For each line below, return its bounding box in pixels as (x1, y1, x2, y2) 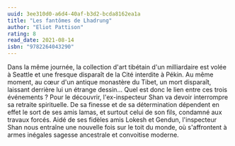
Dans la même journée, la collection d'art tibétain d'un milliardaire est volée (7, 63, 227, 71)
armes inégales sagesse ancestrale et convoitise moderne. (7, 130, 179, 139)
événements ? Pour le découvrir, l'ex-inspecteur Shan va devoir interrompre (7, 93, 229, 101)
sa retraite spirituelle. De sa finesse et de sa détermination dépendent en (7, 101, 219, 108)
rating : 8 (7, 30, 37, 38)
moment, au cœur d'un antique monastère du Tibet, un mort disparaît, (7, 78, 212, 86)
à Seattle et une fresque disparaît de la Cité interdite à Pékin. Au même (7, 70, 214, 79)
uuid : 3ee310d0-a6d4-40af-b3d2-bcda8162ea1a (7, 10, 141, 18)
